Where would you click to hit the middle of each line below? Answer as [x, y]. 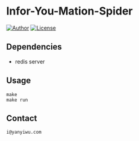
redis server [30, 61]
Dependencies [34, 47]
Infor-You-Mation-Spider [69, 11]
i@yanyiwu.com [24, 132]
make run [17, 100]
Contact [22, 118]
